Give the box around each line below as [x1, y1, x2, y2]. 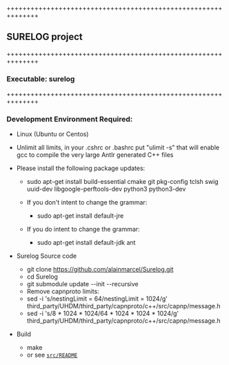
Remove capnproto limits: [26, 288, 99, 296]
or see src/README [26, 350, 78, 359]
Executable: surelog [6, 74, 75, 84]
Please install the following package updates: [16, 164, 146, 173]
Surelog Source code [16, 252, 77, 260]
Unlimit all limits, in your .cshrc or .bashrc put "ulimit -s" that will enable [16, 143, 220, 152]
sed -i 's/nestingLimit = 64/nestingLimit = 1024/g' [26, 294, 168, 303]
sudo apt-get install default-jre [37, 212, 124, 220]
